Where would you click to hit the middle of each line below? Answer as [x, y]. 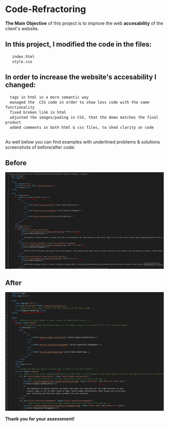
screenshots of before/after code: [40, 147]
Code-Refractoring [46, 9]
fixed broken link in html [38, 112]
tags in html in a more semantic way [49, 97]
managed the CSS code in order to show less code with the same [80, 102]
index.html [23, 56]
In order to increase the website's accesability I [81, 77]
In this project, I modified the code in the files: [78, 45]
